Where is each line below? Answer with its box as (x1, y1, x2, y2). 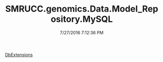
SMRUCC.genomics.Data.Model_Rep (5, 3, 159, 15)
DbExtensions (5, 52, 33, 58)
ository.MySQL (51, 14, 113, 25)
